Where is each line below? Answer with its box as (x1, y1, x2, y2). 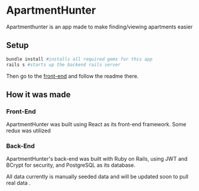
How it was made (6, 90, 71, 100)
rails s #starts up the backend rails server (6, 62, 121, 68)
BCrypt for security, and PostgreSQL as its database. (6, 161, 135, 169)
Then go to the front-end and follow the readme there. (6, 72, 139, 79)
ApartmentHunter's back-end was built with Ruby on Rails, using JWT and (6, 155, 188, 163)
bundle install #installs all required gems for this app (6, 56, 153, 62)
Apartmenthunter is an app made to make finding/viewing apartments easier (6, 23, 193, 30)
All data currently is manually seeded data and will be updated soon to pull (6, 173, 189, 180)
